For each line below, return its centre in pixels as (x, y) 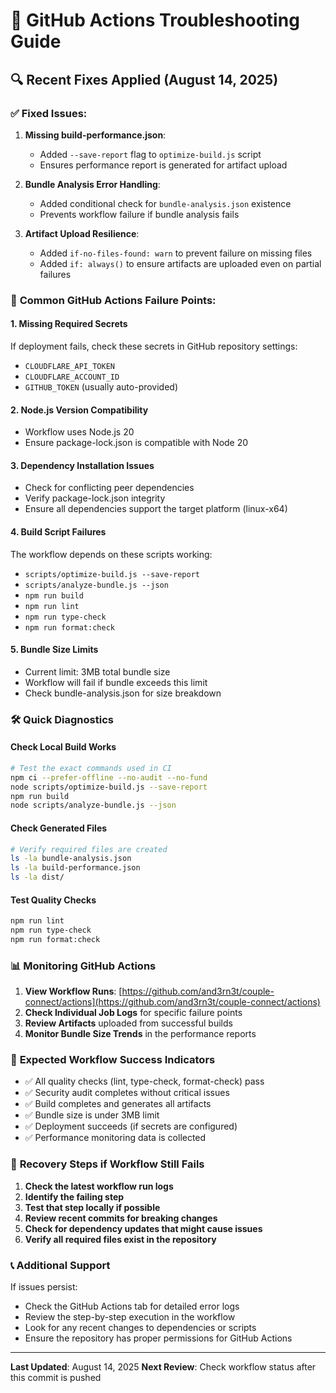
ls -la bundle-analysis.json (71, 859)
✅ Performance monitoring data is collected (115, 1138)
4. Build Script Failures (58, 532)
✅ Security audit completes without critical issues (127, 1093)
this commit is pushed (56, 1378)
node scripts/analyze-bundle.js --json (93, 805)
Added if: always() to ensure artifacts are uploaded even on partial (180, 263)
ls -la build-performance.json (75, 868)
